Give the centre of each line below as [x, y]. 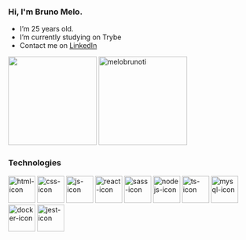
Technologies [35, 163]
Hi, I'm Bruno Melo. [46, 12]
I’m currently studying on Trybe [70, 37]
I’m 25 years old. [46, 29]
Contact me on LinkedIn [58, 46]
